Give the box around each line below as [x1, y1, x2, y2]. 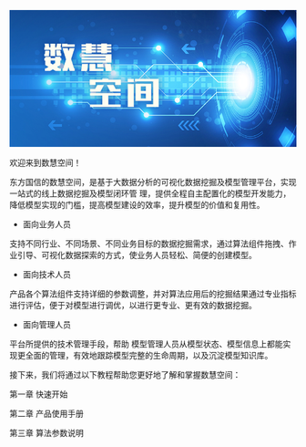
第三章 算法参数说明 [9, 428, 84, 438]
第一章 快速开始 [9, 389, 68, 400]
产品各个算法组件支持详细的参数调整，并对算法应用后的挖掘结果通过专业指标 [9, 288, 297, 299]
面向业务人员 [22, 219, 71, 229]
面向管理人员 [22, 319, 71, 329]
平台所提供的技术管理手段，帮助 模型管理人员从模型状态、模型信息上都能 [9, 338, 283, 349]
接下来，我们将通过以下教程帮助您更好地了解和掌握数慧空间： [9, 369, 241, 379]
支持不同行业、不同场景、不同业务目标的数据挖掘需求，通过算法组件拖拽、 [9, 238, 289, 249]
